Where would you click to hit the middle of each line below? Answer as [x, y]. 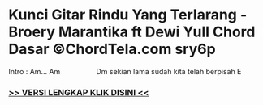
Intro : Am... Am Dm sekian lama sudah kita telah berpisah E [125, 71]
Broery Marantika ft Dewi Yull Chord [132, 32]
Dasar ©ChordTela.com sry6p [112, 49]
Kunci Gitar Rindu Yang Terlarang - [128, 15]
